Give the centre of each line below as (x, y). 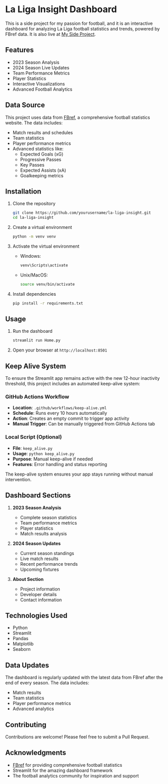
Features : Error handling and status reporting (60, 464)
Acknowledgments (36, 753)
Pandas (20, 639)
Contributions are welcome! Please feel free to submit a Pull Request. (77, 737)
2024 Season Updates (36, 543)
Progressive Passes (41, 159)
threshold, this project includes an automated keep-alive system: (73, 384)
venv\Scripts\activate (44, 265)
